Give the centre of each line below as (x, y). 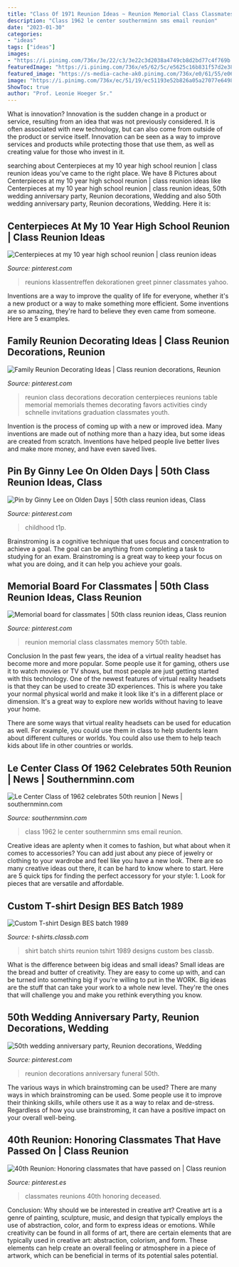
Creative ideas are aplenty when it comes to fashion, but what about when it (119, 846)
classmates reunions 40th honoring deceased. (93, 1196)
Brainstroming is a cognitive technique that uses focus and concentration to (118, 541)
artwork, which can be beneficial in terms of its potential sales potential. (113, 1255)
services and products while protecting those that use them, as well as (111, 144)
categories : (25, 34)
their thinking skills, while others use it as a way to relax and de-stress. (111, 1102)
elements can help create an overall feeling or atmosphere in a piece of (112, 1248)
